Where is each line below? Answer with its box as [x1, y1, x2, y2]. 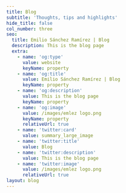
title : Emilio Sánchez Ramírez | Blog [12, 37, 110, 43]
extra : [12, 48, 28, 54]
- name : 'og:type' [17, 54, 64, 60]
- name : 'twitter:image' [17, 161, 80, 167]
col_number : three [6, 25, 53, 32]
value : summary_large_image [22, 132, 94, 139]
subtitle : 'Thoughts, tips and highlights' [6, 15, 118, 21]
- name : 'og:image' [17, 104, 67, 111]
